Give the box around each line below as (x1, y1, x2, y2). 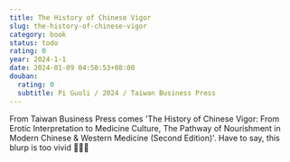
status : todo (9, 38, 59, 48)
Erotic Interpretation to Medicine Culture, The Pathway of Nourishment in (9, 122, 282, 133)
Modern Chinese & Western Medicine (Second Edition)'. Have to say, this (9, 132, 280, 143)
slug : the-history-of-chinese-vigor (9, 22, 147, 31)
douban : (9, 72, 39, 81)
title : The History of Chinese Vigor (9, 13, 152, 22)
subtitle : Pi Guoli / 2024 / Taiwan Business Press (17, 88, 217, 97)
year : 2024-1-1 (9, 55, 67, 64)
